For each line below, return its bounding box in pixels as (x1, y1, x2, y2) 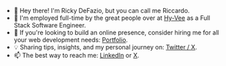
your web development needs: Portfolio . (13, 36, 128, 44)
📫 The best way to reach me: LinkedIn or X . (13, 52, 140, 59)
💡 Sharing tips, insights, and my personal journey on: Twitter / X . (13, 43, 198, 51)
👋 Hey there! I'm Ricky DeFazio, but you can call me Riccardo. (13, 7, 190, 14)
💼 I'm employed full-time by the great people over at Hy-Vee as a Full (13, 14, 211, 22)
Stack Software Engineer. (13, 21, 86, 29)
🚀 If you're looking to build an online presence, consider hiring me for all (13, 28, 220, 36)
